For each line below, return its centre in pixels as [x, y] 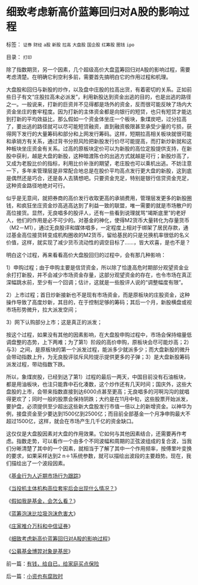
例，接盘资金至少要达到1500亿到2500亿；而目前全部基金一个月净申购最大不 [98, 414]
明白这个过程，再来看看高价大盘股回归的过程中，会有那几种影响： [86, 255]
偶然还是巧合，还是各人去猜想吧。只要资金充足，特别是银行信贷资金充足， [101, 178]
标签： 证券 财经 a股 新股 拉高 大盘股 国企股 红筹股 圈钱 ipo [70, 44]
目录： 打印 [19, 57]
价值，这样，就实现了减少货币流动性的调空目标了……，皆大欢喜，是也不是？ [98, 242]
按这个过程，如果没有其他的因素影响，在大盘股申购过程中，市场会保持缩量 [96, 334]
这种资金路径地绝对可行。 [37, 185]
